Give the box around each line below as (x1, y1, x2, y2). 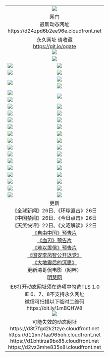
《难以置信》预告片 (32, 244, 77, 251)
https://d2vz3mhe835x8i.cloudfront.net (8, 344, 102, 351)
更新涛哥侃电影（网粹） (27, 266, 82, 273)
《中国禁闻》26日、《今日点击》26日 (12, 214, 98, 221)
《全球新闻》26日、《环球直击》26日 (12, 207, 98, 214)
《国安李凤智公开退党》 (27, 252, 82, 258)
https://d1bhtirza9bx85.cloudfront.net (10, 337, 99, 344)
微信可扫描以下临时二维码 (24, 298, 85, 305)
